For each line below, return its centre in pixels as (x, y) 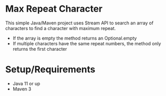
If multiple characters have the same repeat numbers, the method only (87, 43)
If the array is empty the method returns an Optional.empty (75, 38)
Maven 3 (22, 89)
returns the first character (40, 49)
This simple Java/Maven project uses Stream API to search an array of (79, 23)
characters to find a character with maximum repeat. (61, 28)
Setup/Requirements (50, 70)
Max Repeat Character (54, 9)
